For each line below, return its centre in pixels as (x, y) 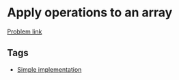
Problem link (25, 31)
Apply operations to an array (90, 13)
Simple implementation (49, 69)
